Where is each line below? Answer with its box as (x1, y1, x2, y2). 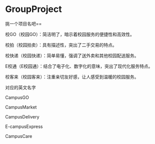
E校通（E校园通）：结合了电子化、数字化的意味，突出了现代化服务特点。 (5, 63, 153, 69)
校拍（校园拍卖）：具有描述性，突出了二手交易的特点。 (5, 41, 117, 48)
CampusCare (5, 133, 32, 139)
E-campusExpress (5, 123, 43, 129)
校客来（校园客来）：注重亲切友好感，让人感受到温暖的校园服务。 (5, 73, 139, 79)
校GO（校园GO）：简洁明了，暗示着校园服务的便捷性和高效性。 (5, 31, 135, 37)
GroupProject (5, 3, 62, 15)
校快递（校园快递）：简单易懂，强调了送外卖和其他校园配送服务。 (5, 52, 139, 58)
